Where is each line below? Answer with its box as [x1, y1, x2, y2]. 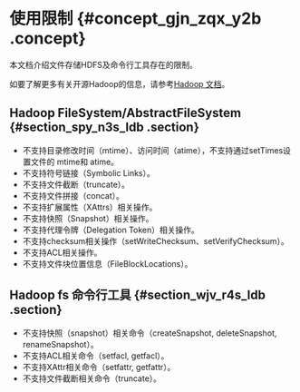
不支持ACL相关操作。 [22, 247, 102, 258]
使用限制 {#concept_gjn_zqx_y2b [9, 8, 262, 29]
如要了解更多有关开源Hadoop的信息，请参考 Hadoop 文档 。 [9, 78, 230, 89]
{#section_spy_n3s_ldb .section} [9, 120, 199, 135]
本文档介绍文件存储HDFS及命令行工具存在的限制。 [9, 59, 198, 70]
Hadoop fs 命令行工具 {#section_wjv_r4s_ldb [9, 288, 266, 303]
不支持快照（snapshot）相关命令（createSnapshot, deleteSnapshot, [22, 328, 277, 338]
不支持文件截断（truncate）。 [22, 179, 130, 190]
